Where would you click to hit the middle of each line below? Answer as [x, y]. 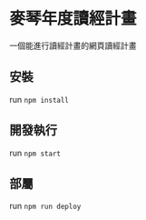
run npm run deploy [45, 206]
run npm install [39, 99]
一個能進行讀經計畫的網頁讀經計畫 [73, 45]
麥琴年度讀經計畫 [73, 19]
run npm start [35, 153]
